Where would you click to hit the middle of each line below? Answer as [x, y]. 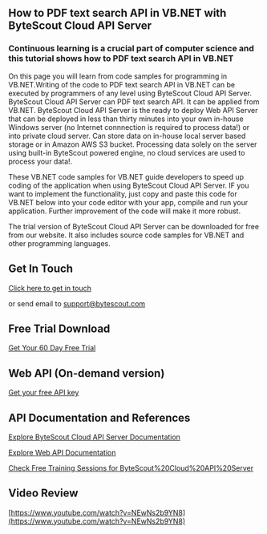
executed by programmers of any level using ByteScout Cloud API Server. [130, 93]
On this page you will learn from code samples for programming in [118, 76]
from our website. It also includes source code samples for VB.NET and [126, 235]
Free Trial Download [59, 328]
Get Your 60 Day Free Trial [52, 348]
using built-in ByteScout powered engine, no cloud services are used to [127, 152]
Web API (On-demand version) [87, 373]
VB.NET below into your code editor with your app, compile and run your [128, 202]
